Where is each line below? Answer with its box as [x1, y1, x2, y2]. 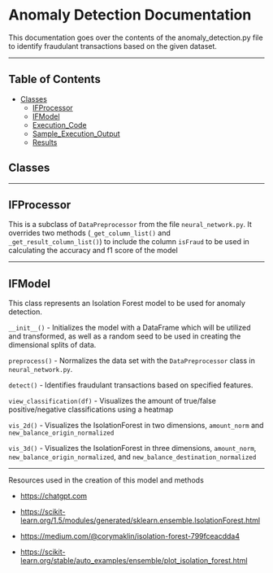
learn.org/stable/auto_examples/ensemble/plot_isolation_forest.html [19, 556, 248, 566]
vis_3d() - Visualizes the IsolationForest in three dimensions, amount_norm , [8, 444, 257, 453]
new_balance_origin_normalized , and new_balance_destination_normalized [8, 452, 257, 461]
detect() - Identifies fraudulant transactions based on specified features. [8, 380, 253, 390]
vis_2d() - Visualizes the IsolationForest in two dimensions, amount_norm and [8, 421, 264, 431]
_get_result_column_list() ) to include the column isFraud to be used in [8, 237, 249, 247]
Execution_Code [32, 120, 87, 129]
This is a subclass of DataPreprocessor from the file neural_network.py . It [8, 220, 252, 230]
